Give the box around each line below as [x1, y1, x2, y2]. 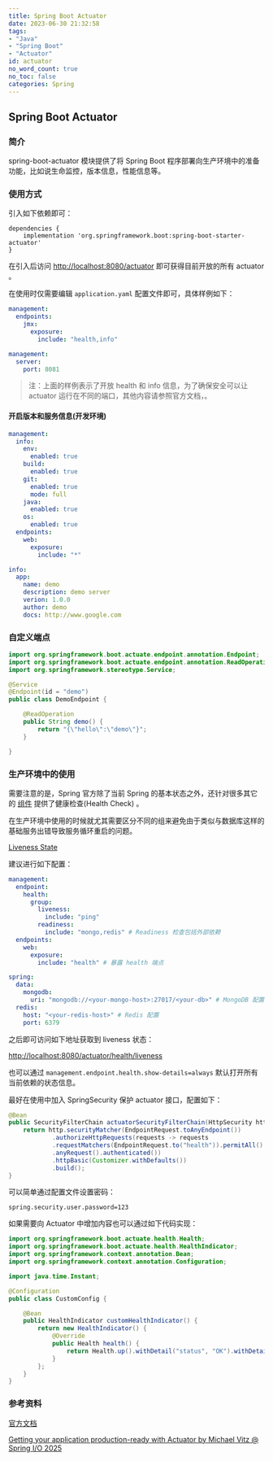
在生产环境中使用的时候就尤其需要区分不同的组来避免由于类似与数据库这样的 [8, 815, 265, 826]
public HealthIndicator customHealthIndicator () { [23, 1317, 198, 1325]
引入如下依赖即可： [8, 208, 73, 218]
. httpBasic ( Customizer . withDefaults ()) [51, 1156, 187, 1164]
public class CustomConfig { [8, 1294, 107, 1302]
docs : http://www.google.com [23, 611, 122, 619]
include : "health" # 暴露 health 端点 [37, 958, 164, 966]
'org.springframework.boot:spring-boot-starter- [77, 232, 245, 240]
